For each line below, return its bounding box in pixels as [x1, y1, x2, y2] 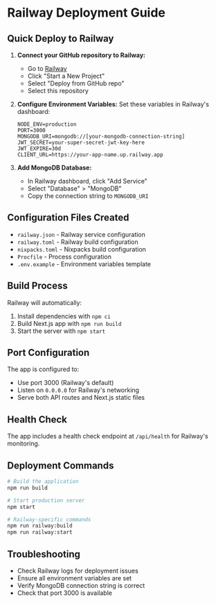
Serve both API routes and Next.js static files [17, 393, 145, 402]
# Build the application [7, 478, 79, 485]
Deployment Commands [7, 459, 114, 471]
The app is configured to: [7, 365, 80, 373]
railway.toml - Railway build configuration [17, 238, 138, 246]
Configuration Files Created [7, 212, 129, 224]
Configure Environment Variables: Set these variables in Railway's [17, 100, 210, 108]
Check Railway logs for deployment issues [17, 566, 138, 575]
